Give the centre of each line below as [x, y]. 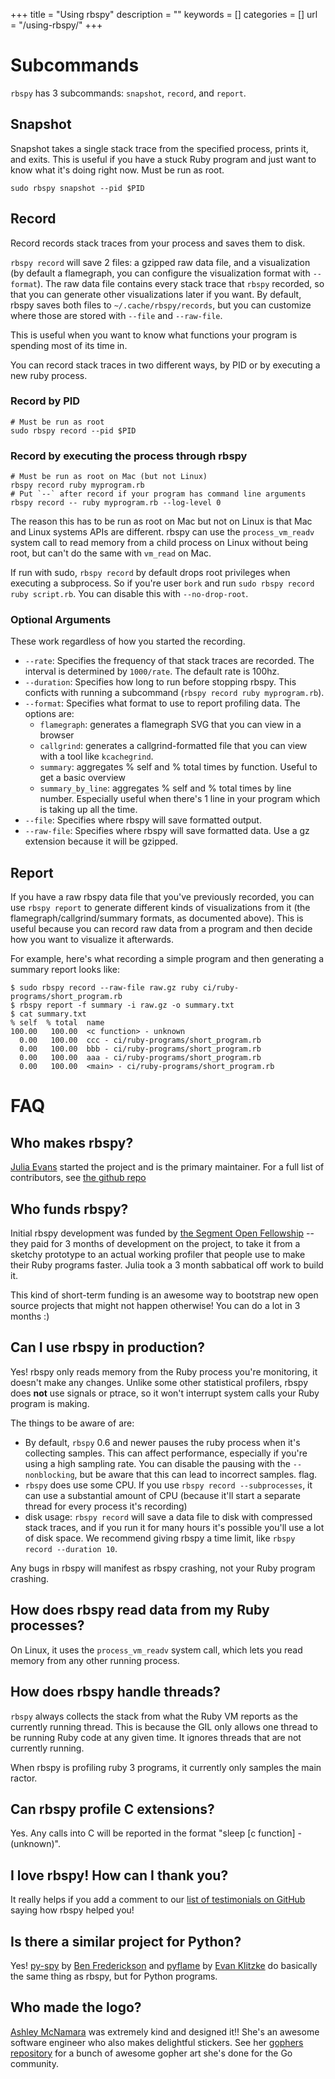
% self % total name [57, 1023]
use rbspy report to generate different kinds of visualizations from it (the [160, 908]
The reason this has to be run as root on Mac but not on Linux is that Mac [161, 521]
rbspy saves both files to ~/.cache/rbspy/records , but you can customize [161, 305]
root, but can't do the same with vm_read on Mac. [111, 553]
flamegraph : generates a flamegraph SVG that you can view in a [170, 725]
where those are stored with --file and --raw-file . [116, 315]
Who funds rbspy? [69, 1209]
